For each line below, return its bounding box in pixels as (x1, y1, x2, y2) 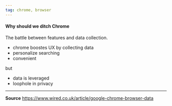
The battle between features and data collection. (5, 34, 108, 41)
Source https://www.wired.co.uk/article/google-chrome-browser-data (5, 95, 154, 101)
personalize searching (12, 49, 60, 56)
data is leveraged (12, 75, 50, 81)
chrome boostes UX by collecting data (12, 44, 94, 50)
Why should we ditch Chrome (5, 23, 70, 30)
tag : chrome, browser (5, 7, 52, 13)
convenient (12, 55, 37, 61)
